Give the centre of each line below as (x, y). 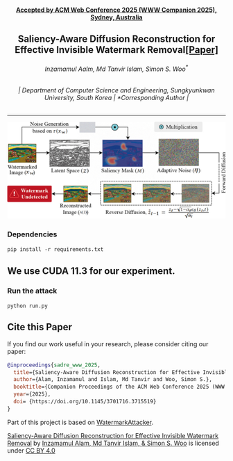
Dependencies (32, 234)
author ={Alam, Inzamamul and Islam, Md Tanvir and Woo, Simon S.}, (113, 380)
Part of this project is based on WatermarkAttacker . (80, 422)
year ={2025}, (32, 394)
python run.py (28, 306)
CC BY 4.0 (40, 450)
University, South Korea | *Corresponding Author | (116, 97)
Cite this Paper (40, 327)
